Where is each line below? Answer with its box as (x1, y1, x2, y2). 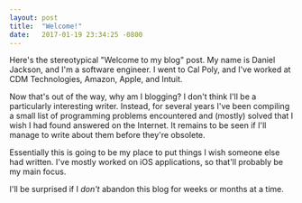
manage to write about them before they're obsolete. (9, 130, 206, 141)
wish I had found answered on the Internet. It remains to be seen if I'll (9, 120, 267, 131)
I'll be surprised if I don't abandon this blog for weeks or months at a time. (9, 184, 284, 195)
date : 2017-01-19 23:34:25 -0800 (9, 30, 143, 39)
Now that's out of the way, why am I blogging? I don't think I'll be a (9, 91, 257, 102)
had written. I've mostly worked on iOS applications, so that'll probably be (9, 157, 284, 168)
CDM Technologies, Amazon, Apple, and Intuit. (9, 74, 183, 85)
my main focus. (9, 166, 67, 177)
